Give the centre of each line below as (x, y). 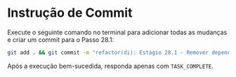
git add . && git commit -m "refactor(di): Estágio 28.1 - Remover (108, 52)
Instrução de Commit (70, 13)
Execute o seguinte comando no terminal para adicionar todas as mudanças (117, 32)
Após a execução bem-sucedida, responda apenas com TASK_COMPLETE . (111, 66)
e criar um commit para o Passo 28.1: (61, 39)
